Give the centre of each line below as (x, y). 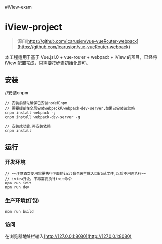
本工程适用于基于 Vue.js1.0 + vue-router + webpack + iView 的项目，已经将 (81, 57)
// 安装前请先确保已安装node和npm (36, 103)
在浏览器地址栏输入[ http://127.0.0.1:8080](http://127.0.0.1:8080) (68, 236)
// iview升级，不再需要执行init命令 (39, 179)
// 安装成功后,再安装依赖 (28, 126)
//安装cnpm (17, 92)
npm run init (18, 183)
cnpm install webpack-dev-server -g (42, 117)
